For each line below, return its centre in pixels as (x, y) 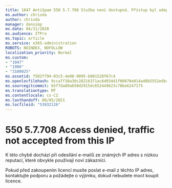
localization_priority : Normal (39, 52)
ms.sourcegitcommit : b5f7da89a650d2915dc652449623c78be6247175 (74, 86)
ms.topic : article (25, 39)
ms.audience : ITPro (26, 34)
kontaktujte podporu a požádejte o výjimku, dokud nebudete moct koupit (82, 176)
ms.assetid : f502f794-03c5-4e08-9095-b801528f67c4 (60, 76)
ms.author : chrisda (26, 15)
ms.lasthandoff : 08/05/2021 (35, 100)
